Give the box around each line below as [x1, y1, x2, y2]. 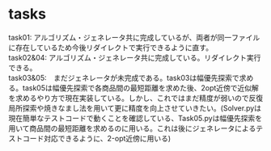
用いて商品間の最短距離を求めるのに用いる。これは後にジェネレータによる [8, 123, 256, 133]
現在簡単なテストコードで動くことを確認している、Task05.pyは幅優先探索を [8, 113, 263, 123]
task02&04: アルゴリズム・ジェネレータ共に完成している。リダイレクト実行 [8, 52, 261, 62]
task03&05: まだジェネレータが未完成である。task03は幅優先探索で [8, 73, 240, 82]
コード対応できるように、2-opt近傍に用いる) [22, 133, 171, 143]
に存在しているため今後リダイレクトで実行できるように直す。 [8, 42, 213, 52]
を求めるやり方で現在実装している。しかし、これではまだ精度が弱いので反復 [8, 93, 264, 103]
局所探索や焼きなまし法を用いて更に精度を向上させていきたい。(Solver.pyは [8, 103, 261, 113]
